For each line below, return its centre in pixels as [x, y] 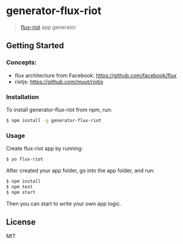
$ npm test [19, 187]
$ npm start [21, 192]
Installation [23, 97]
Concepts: [22, 62]
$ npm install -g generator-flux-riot [54, 120]
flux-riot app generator [48, 27]
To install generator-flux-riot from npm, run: [59, 110]
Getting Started [35, 46]
